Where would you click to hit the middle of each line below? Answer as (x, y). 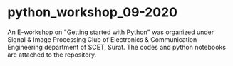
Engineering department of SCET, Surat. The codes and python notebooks (117, 47)
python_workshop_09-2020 (93, 12)
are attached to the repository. (52, 55)
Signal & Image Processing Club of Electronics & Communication (102, 39)
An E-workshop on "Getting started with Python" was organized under (111, 32)
